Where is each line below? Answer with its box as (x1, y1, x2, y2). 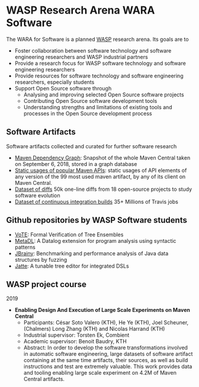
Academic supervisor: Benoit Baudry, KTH (23, 338, 127, 345)
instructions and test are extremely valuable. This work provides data (23, 363, 192, 370)
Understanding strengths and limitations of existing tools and (23, 103, 173, 110)
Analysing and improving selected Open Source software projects (23, 91, 185, 98)
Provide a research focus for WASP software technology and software (14, 60, 187, 67)
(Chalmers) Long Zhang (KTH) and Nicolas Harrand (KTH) (23, 326, 165, 333)
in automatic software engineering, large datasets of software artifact (23, 350, 193, 357)
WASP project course (6, 279, 87, 290)
